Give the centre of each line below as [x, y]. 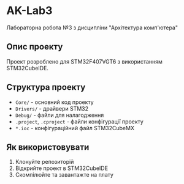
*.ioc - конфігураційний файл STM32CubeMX [75, 128]
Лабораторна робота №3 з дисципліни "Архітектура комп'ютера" [92, 28]
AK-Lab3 [29, 11]
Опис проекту [35, 47]
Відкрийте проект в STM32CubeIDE [62, 168]
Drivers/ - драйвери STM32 [52, 108]
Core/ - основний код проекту [54, 102]
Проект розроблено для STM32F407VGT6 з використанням [84, 61]
